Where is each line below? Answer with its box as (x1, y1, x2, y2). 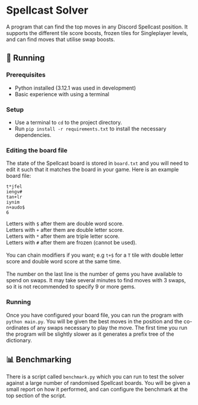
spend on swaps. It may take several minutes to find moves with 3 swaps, (6, 277, 186, 284)
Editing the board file (6, 146, 68, 154)
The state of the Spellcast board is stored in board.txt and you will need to (6, 160, 189, 167)
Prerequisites (6, 71, 46, 79)
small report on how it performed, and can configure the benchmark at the (6, 386, 188, 393)
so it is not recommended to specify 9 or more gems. (6, 283, 136, 291)
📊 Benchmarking (6, 354, 72, 365)
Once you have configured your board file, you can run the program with (6, 311, 184, 318)
